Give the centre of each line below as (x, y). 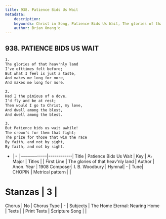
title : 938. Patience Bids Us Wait (42, 10)
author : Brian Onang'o (37, 28)
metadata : (15, 14)
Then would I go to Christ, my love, (44, 105)
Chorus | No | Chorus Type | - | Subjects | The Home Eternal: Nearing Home (82, 206)
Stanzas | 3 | (31, 192)
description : (27, 19)
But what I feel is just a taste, (41, 73)
